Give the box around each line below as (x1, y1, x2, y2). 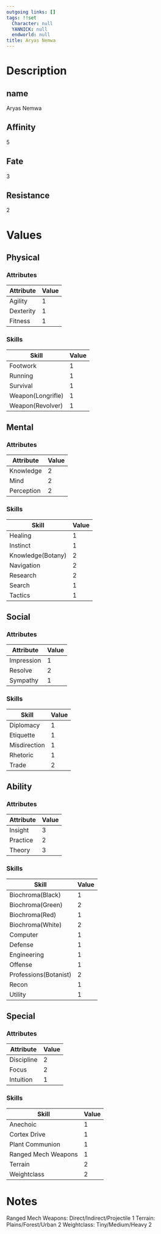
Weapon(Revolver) (9, 401, 63, 409)
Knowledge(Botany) (9, 551, 67, 560)
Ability (6, 781, 32, 791)
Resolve (9, 666, 32, 675)
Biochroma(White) (9, 920, 62, 929)
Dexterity (9, 307, 36, 316)
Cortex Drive (9, 1130, 46, 1138)
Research (9, 571, 37, 579)
